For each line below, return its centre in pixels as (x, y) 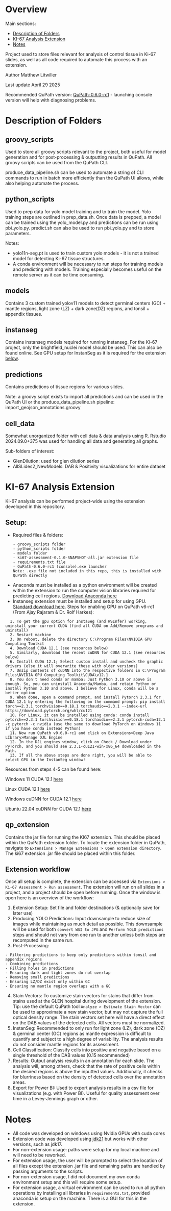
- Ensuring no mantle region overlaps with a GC (58, 986)
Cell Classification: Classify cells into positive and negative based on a (87, 1050)
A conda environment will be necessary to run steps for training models (88, 264)
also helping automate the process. (42, 183)
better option (20, 693)
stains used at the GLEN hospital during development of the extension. (87, 1001)
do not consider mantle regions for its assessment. (66, 1045)
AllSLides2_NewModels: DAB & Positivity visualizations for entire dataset (89, 466)
